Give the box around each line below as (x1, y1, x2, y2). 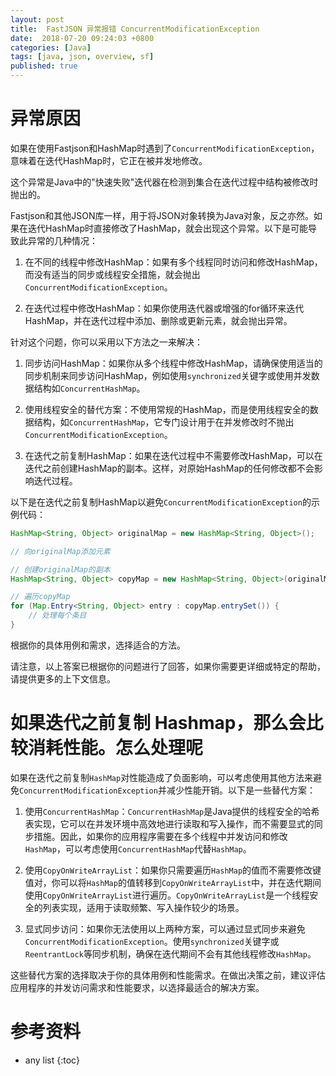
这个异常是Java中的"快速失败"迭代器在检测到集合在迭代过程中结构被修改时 (10, 176, 319, 188)
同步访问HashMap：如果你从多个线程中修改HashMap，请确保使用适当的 (24, 357, 323, 369)
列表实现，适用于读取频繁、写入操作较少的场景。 (42, 901, 245, 913)
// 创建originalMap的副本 (10, 564, 111, 575)
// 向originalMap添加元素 (10, 546, 111, 556)
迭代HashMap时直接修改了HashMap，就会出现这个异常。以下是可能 (27, 222, 309, 234)
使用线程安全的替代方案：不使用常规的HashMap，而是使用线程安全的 (24, 403, 310, 415)
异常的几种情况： (27, 234, 98, 246)
